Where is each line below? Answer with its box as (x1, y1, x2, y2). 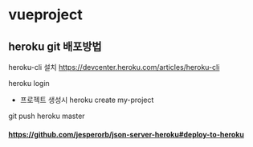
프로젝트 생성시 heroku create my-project (19, 95, 154, 104)
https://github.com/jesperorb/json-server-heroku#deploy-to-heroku (8, 129, 245, 139)
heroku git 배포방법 (8, 39, 102, 53)
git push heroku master (8, 111, 86, 120)
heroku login (8, 79, 50, 88)
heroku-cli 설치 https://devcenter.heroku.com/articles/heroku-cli (8, 63, 220, 71)
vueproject (8, 6, 83, 24)
